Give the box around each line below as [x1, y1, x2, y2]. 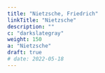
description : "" [7, 23, 55, 30]
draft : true [7, 49, 42, 56]
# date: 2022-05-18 [7, 56, 64, 63]
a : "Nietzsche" [7, 42, 52, 49]
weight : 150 [7, 36, 42, 43]
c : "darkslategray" [7, 29, 64, 37]
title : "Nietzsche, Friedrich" [7, 10, 99, 17]
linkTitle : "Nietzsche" [7, 17, 77, 24]
